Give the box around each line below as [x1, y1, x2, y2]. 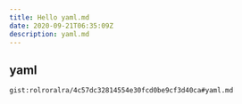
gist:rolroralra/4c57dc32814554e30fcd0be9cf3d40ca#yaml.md [9, 86, 234, 95]
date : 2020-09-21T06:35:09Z [9, 21, 114, 30]
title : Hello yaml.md [9, 12, 90, 22]
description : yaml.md [9, 29, 90, 38]
